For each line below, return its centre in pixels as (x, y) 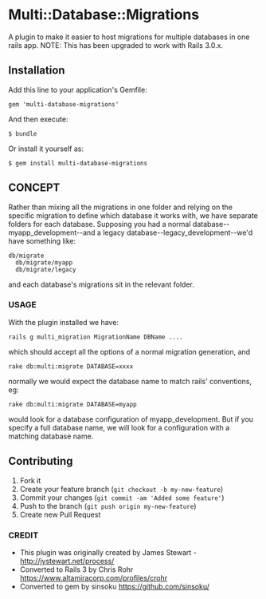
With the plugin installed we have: (64, 322)
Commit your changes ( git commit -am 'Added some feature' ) (122, 498)
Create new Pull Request (60, 514)
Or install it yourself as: (46, 149)
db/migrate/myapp (44, 262)
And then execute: (38, 119)
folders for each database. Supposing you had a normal (100, 224)
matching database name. (51, 436)
